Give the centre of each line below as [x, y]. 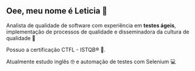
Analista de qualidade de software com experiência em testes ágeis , [91, 25]
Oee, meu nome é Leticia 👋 [57, 11]
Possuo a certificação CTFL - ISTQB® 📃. [56, 50]
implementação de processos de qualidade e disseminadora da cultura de [98, 32]
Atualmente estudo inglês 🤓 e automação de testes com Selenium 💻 [91, 61]
